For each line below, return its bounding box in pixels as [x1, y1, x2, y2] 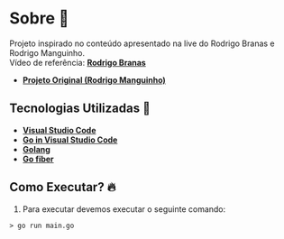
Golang [22, 143, 51, 154]
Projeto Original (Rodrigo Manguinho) [22, 74, 167, 85]
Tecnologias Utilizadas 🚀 [9, 101, 151, 116]
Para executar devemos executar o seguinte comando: [22, 203, 226, 215]
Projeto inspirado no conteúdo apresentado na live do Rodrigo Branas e [9, 38, 275, 49]
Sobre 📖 [9, 8, 69, 29]
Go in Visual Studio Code [22, 134, 118, 145]
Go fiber [22, 153, 54, 164]
